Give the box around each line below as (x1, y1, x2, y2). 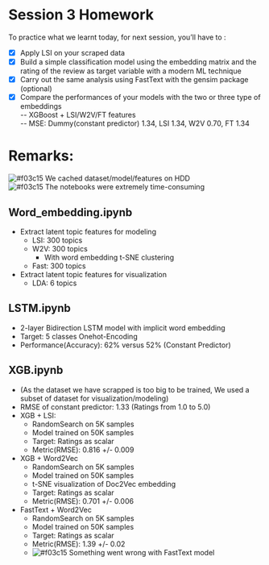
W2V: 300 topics (31, 243, 89, 253)
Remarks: (8, 147, 74, 165)
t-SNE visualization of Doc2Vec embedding (31, 479, 176, 488)
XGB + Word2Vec (19, 453, 79, 463)
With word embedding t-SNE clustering (43, 252, 175, 262)
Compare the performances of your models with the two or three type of (19, 93, 261, 102)
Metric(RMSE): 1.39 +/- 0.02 (31, 538, 126, 549)
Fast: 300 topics (31, 260, 86, 271)
